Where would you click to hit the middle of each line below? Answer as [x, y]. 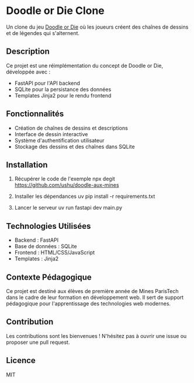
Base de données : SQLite [46, 246]
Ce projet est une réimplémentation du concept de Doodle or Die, [85, 65]
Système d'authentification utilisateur [59, 140]
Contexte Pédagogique [49, 277]
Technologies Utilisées [49, 226]
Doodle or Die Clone [56, 11]
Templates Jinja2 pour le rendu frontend [63, 95]
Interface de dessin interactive [51, 134]
